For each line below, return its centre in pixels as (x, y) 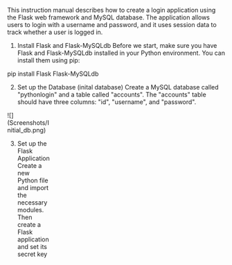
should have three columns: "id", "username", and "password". (107, 102)
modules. (30, 210)
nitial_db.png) (27, 130)
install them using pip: (48, 60)
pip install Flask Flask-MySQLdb (53, 74)
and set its (32, 247)
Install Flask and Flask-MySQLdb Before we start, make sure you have (117, 45)
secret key (32, 254)
